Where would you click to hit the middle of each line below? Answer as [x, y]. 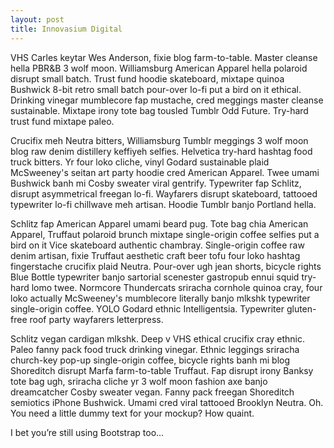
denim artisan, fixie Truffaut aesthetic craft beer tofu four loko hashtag [155, 255]
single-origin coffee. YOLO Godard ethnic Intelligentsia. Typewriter [147, 308]
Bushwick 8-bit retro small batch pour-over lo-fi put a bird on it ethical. [156, 89]
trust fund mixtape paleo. [62, 121]
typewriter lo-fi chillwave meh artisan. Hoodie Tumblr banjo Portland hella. [163, 204]
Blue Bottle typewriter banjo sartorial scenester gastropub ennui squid [155, 277]
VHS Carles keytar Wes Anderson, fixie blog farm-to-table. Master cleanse [164, 57]
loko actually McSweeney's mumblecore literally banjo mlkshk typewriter [160, 298]
